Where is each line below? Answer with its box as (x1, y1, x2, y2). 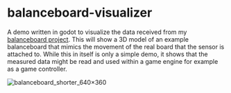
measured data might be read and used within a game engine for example (7, 57, 219, 65)
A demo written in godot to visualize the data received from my (7, 28, 187, 36)
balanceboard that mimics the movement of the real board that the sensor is (7, 42, 225, 51)
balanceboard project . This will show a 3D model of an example (7, 35, 189, 43)
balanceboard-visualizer (7, 5, 153, 21)
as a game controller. (7, 65, 67, 73)
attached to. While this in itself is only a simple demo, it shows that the (7, 50, 208, 58)
